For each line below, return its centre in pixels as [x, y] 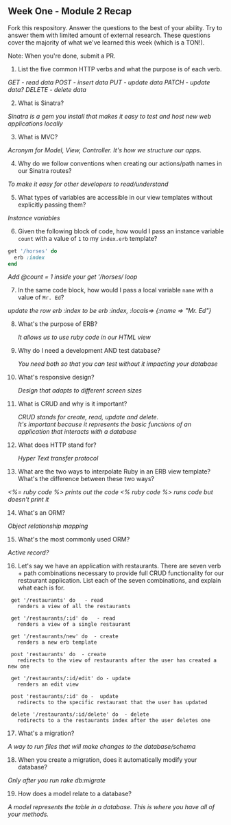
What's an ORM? [41, 513]
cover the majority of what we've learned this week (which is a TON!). [106, 42]
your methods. [28, 814]
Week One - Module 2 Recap [70, 11]
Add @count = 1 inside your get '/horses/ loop [73, 277]
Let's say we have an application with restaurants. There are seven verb [119, 566]
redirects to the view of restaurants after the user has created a [117, 661]
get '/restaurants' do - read [57, 601]
